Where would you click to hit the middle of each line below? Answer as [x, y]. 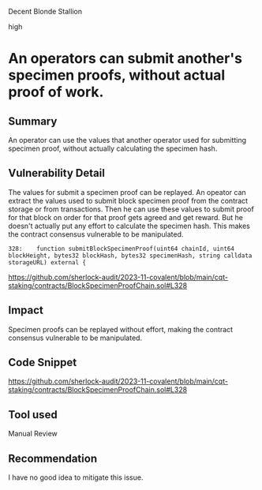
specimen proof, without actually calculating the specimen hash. [113, 148]
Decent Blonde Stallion [45, 11]
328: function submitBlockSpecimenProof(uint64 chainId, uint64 [122, 249]
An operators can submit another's [125, 59]
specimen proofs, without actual [117, 75]
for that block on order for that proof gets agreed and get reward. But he [125, 217]
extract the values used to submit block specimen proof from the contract [128, 200]
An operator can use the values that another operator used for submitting [127, 140]
